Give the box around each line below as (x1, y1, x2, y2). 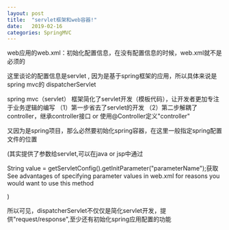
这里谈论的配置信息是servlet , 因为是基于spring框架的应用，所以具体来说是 (7, 72, 217, 80)
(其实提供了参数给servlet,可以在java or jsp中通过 (7, 150, 144, 158)
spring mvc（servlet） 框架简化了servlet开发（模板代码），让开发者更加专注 (7, 95, 220, 103)
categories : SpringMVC (7, 29, 72, 36)
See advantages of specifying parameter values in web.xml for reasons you (7, 172, 220, 180)
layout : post (7, 10, 44, 17)
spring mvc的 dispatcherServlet (7, 80, 96, 89)
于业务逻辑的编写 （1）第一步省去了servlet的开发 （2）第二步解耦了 (7, 103, 198, 112)
